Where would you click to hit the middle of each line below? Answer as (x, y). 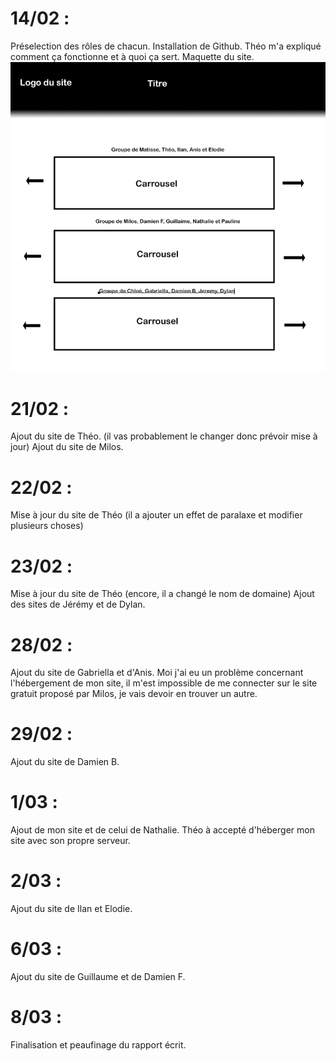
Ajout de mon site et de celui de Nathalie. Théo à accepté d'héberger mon (162, 830)
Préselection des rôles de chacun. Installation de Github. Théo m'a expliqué (166, 46)
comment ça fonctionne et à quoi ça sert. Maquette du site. (132, 56)
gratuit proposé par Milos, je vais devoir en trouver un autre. (134, 694)
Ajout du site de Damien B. (65, 762)
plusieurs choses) (47, 526)
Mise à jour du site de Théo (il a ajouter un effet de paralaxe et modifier (156, 515)
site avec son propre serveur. (70, 841)
